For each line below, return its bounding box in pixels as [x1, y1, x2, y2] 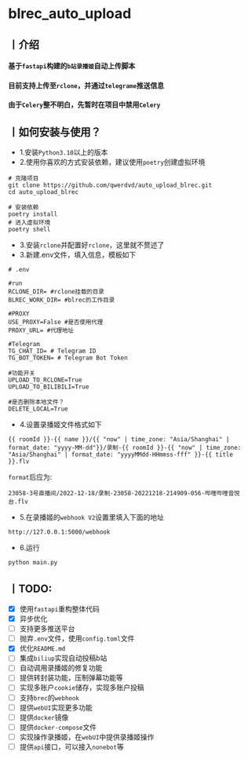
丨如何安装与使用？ [8, 125, 101, 138]
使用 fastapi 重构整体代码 [19, 604, 100, 613]
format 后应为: [8, 473, 53, 482]
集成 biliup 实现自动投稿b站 [19, 653, 108, 663]
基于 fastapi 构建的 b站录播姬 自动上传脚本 [8, 61, 136, 71]
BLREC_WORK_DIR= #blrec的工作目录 [8, 296, 115, 305]
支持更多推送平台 [19, 624, 75, 633]
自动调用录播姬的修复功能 [19, 663, 103, 673]
